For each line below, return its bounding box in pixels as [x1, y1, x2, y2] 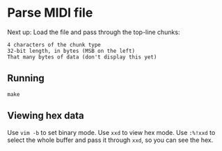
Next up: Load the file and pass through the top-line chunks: [7, 28, 180, 36]
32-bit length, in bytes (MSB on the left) [7, 47, 136, 54]
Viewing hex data [7, 110, 85, 122]
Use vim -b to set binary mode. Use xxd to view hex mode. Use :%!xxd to [7, 128, 216, 136]
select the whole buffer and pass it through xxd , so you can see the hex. [7, 136, 214, 144]
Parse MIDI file [7, 5, 93, 21]
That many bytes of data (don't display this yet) [7, 54, 157, 61]
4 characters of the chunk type [7, 41, 101, 48]
